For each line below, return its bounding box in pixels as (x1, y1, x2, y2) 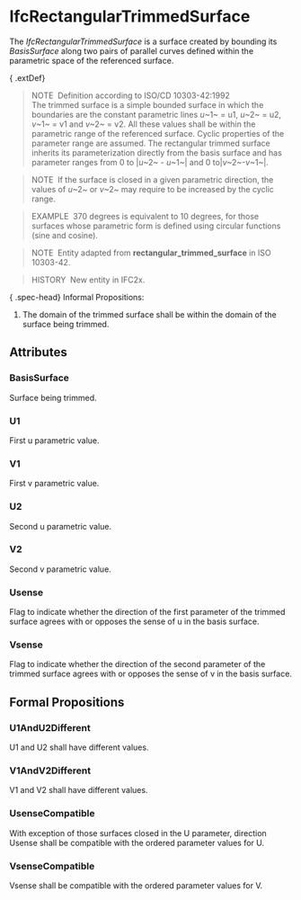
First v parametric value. (9, 478, 100, 489)
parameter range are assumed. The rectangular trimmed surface (31, 138, 271, 148)
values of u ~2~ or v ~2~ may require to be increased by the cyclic (31, 183, 274, 194)
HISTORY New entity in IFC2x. (31, 274, 146, 285)
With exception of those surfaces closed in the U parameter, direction (9, 827, 267, 838)
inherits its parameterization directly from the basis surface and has (31, 147, 283, 158)
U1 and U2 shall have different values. (9, 742, 149, 753)
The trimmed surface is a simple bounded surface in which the (31, 99, 264, 110)
